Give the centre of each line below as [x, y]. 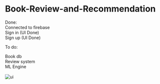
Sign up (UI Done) [23, 38]
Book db [13, 56]
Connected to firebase [27, 27]
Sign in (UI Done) [22, 32]
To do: [11, 47]
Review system [20, 61]
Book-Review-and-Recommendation [80, 9]
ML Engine [16, 67]
